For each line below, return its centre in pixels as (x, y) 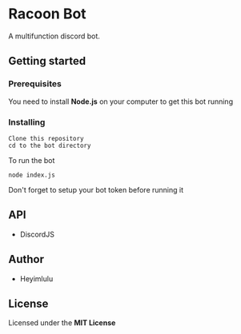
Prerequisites (35, 84)
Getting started (47, 61)
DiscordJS (37, 234)
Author (26, 259)
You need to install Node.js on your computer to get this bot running (121, 101)
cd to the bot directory (50, 145)
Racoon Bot (47, 14)
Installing (27, 122)
